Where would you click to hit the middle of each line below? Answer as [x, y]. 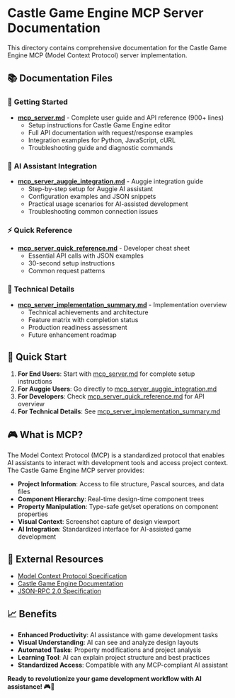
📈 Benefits [32, 614]
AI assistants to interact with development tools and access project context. [118, 463]
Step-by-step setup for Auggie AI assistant [91, 188]
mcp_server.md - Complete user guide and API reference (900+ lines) [121, 118]
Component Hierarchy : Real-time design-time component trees [111, 499]
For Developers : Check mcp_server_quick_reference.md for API [111, 396]
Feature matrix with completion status [83, 319]
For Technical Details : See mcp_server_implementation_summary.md [119, 411]
